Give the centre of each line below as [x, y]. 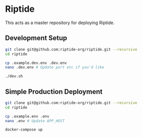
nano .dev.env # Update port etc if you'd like [55, 67]
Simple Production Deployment [54, 92]
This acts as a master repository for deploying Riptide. [60, 23]
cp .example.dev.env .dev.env [36, 63]
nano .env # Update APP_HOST [35, 121]
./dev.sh [14, 76]
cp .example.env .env [27, 116]
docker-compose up [24, 130]
